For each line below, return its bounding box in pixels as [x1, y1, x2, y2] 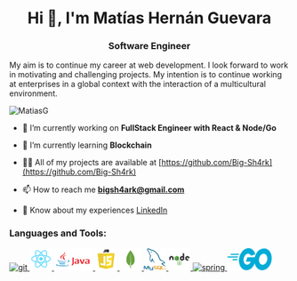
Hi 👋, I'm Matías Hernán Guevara [27, 8, 272, 28]
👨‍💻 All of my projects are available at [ [21, 157, 162, 168]
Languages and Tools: [9, 227, 107, 239]
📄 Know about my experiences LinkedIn [21, 205, 168, 216]
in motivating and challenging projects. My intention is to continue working [9, 69, 283, 80]
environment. [9, 88, 58, 99]
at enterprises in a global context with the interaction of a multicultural [9, 79, 267, 90]
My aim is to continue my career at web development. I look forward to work [9, 60, 289, 70]
